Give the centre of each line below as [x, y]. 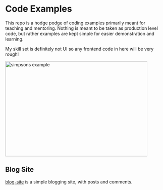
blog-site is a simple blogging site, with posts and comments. [69, 182]
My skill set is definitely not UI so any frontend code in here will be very [79, 49]
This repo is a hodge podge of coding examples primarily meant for [75, 23]
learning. [14, 39]
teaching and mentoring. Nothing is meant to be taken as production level [82, 28]
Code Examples [39, 9]
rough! [12, 54]
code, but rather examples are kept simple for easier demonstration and [80, 33]
